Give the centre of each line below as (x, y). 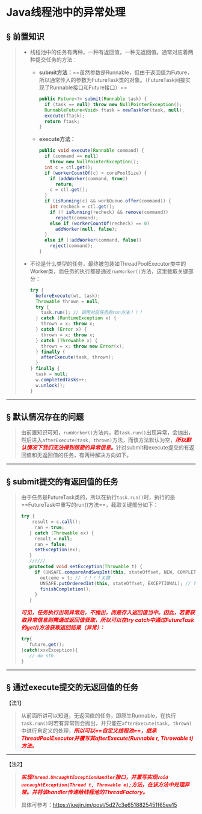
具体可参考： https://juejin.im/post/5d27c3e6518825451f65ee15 (99, 805)
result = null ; (54, 539)
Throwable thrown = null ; (68, 301)
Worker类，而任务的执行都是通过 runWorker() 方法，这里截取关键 (109, 271)
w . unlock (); (50, 385)
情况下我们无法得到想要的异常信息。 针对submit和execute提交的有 (108, 448)
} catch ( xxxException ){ (49, 650)
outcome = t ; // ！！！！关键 (75, 578)
